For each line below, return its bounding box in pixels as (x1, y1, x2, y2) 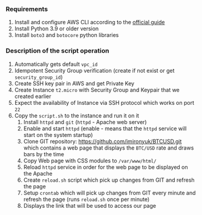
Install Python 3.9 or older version (14, 25, 99, 32)
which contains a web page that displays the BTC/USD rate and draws (23, 144, 194, 151)
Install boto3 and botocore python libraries (14, 31, 119, 39)
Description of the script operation (5, 47, 109, 55)
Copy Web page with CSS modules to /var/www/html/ (23, 157, 157, 164)
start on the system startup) (23, 131, 93, 138)
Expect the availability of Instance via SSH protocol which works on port (14, 99, 195, 106)
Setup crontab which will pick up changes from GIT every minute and (23, 189, 196, 196)
